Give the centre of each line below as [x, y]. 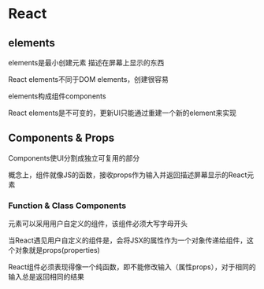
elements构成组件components [57, 96]
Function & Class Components [67, 206]
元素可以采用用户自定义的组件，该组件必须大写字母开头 [98, 224]
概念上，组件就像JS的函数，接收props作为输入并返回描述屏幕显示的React [128, 175]
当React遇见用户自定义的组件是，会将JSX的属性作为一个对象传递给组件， [127, 240]
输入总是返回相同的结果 [46, 277]
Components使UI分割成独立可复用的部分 [74, 157]
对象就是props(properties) [57, 250]
